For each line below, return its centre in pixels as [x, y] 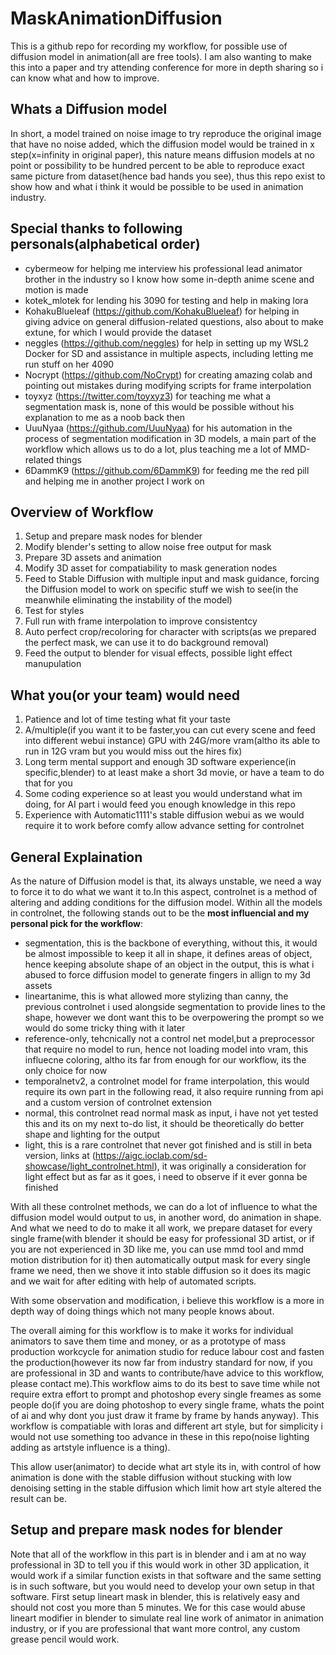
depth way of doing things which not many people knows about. [142, 1311]
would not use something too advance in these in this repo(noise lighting [160, 1436]
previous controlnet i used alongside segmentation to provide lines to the [175, 1006]
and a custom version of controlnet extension [118, 1102]
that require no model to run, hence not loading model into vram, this [166, 1049]
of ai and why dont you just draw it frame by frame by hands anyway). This [165, 1415]
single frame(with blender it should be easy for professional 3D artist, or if [162, 1238]
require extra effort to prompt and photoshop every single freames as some [166, 1394]
